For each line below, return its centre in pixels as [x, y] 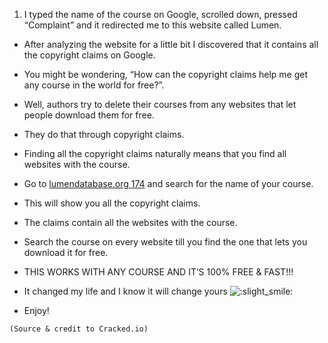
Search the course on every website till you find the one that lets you [165, 242]
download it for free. [66, 252]
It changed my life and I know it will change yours [125, 291]
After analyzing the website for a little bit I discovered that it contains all [171, 44]
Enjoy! [36, 310]
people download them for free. [89, 115]
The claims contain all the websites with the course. [130, 222]
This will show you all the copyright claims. [112, 203]
